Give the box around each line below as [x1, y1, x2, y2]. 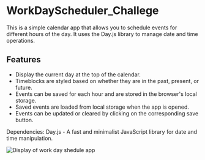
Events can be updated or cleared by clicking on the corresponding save [15, 109, 199, 117]
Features [6, 54, 41, 65]
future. [15, 84, 32, 91]
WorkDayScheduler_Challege [6, 4, 159, 18]
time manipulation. [6, 134, 53, 142]
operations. [6, 37, 35, 44]
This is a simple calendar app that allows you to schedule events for [6, 24, 177, 31]
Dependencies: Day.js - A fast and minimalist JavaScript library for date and [6, 128, 198, 135]
